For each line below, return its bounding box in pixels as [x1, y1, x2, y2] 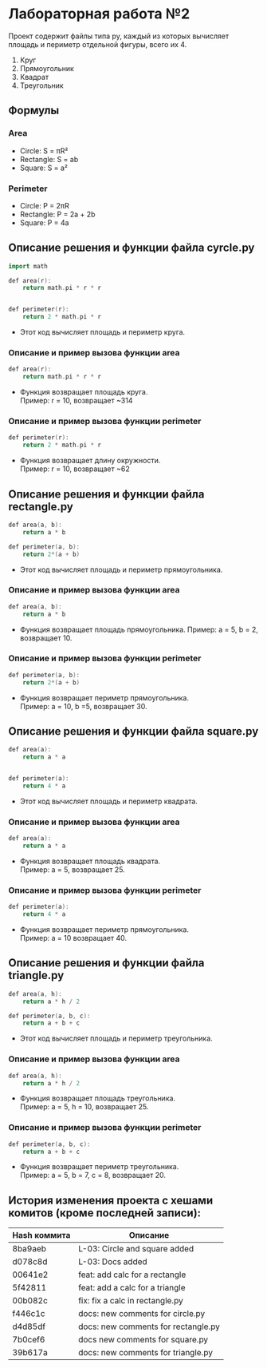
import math [8, 262, 48, 270]
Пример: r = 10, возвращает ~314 [19, 396, 133, 406]
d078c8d [12, 1256, 48, 1267]
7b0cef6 [12, 1334, 45, 1346]
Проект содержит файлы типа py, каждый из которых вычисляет [8, 31, 230, 41]
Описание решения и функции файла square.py [8, 724, 259, 738]
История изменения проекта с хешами [8, 1193, 214, 1207]
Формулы [8, 104, 60, 117]
